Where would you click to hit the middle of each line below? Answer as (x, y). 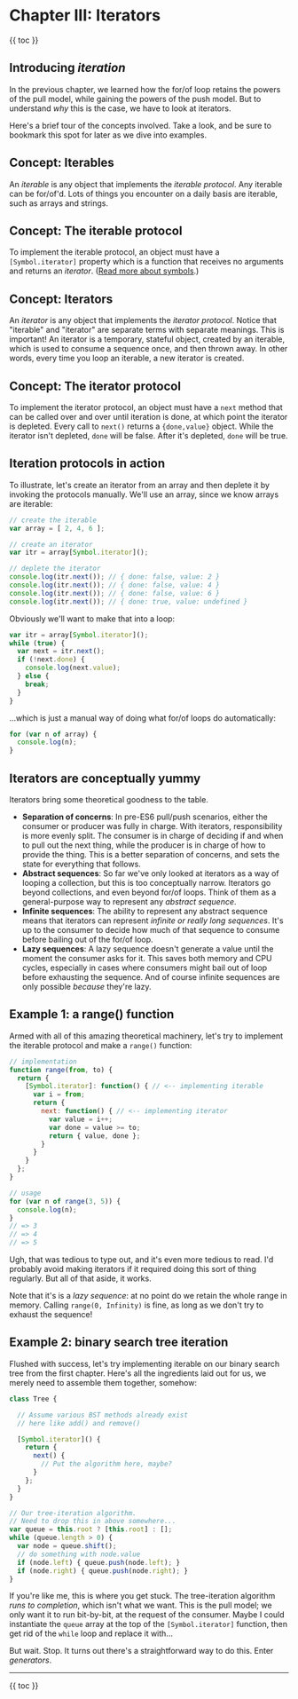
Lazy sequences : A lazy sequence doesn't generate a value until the (148, 949)
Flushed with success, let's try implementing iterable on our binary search (145, 1363)
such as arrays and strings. (59, 203)
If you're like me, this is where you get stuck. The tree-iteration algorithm (142, 1596)
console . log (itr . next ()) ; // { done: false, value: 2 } (114, 577)
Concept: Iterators (61, 299)
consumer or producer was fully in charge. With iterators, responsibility (152, 826)
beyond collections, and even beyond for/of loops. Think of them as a (149, 892)
